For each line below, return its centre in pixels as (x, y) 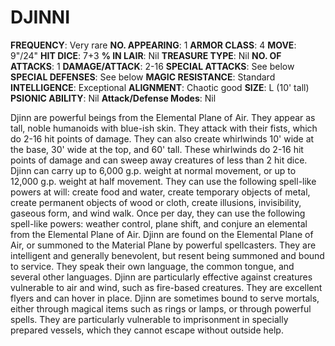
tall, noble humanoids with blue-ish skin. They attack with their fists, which (164, 128)
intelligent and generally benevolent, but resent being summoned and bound (167, 255)
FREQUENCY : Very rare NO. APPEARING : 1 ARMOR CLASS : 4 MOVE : (153, 45)
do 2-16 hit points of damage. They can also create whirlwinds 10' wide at (162, 138)
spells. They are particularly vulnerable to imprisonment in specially (149, 319)
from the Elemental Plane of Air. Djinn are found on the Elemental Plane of (162, 234)
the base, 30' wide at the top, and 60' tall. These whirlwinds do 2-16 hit (157, 149)
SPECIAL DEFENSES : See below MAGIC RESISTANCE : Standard (143, 77)
